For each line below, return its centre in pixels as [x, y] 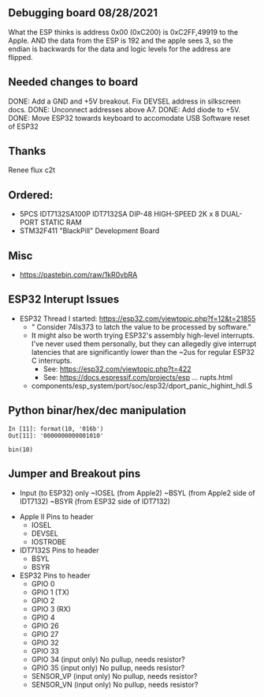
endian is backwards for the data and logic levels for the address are [119, 49]
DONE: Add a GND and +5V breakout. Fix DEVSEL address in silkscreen [125, 101]
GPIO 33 [45, 650]
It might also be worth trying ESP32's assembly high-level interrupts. [143, 335]
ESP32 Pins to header [55, 575]
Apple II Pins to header [56, 516]
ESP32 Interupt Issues [64, 300]
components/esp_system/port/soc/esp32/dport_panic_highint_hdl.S [142, 386]
